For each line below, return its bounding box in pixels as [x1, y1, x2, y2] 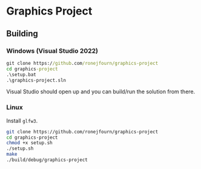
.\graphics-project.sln [6, 77, 67, 83]
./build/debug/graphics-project [6, 157, 88, 163]
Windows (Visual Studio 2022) [6, 47, 99, 55]
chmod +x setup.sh [6, 140, 53, 146]
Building [6, 28, 38, 39]
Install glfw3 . [6, 117, 38, 124]
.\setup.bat [6, 71, 36, 78]
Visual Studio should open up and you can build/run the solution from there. [6, 88, 196, 95]
